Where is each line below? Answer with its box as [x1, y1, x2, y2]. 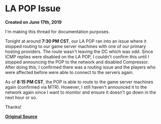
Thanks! [5, 104, 22, 110]
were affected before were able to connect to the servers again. [5, 69, 134, 75]
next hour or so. [5, 94, 38, 100]
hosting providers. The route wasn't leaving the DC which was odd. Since [5, 49, 153, 54]
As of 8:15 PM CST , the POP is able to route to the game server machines [5, 79, 153, 85]
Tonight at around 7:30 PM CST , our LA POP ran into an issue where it [5, 38, 147, 44]
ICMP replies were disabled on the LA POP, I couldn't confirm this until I [5, 53, 149, 59]
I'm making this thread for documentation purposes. [5, 28, 110, 34]
